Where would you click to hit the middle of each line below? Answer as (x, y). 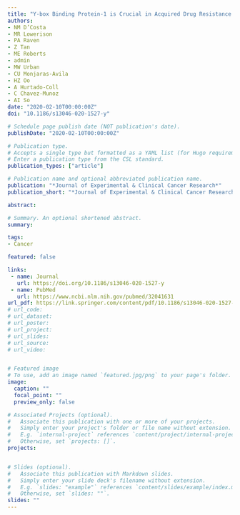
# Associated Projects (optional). (60, 415)
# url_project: (30, 329)
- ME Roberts (27, 54)
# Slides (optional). (40, 467)
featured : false (31, 257)
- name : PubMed (33, 290)
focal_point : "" (38, 395)
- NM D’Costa (27, 27)
